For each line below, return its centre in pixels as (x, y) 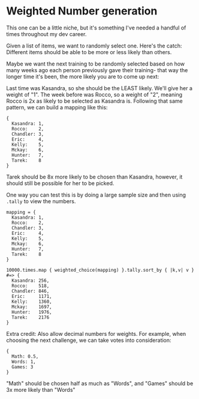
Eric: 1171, (32, 296)
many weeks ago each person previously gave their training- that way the (97, 70)
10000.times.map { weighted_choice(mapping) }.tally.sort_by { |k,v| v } (100, 270)
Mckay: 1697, (32, 307)
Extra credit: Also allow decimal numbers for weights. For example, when (96, 334)
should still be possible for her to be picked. (60, 183)
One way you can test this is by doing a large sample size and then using (96, 195)
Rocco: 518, (31, 286)
